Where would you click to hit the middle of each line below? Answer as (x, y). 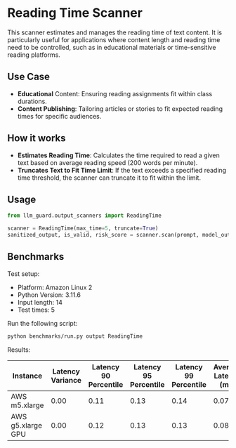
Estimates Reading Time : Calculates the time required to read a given (118, 155)
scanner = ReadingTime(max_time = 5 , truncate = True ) (83, 229)
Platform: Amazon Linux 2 (55, 287)
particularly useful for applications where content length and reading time (114, 39)
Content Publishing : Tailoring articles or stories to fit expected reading (120, 108)
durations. (32, 101)
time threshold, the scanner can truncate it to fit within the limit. (109, 178)
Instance (27, 376)
